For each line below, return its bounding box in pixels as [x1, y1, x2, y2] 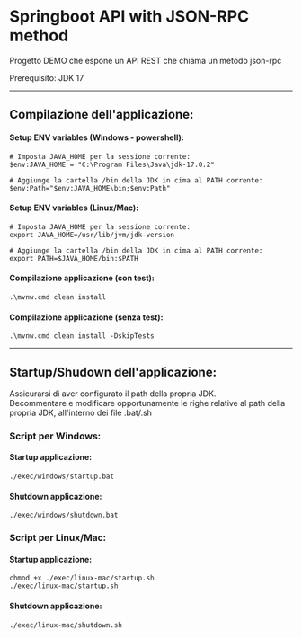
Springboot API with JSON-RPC [9, 6, 250, 27]
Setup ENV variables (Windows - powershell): [9, 132, 184, 143]
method [9, 25, 69, 46]
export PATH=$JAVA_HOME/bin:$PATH [9, 253, 139, 262]
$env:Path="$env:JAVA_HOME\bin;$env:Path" [9, 183, 171, 192]
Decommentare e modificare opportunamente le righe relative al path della [9, 397, 286, 408]
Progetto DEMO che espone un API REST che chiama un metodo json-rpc [9, 55, 282, 66]
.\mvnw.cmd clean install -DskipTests [9, 332, 155, 341]
